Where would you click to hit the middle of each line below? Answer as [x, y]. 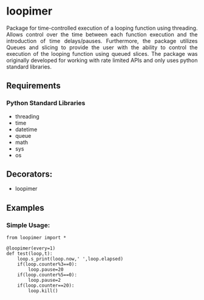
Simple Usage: [28, 225]
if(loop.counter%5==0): [47, 275]
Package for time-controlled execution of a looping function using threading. [102, 28]
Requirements [33, 86]
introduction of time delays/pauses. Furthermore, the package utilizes [102, 41]
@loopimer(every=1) [31, 248]
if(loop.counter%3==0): [47, 264]
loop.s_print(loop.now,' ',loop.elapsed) [70, 259]
